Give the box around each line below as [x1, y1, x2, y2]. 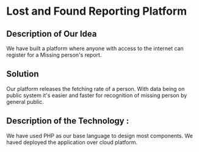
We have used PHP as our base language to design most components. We [6, 132, 194, 139]
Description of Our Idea [6, 29, 97, 39]
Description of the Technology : [6, 116, 129, 126]
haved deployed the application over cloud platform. [6, 139, 138, 146]
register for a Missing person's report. [6, 51, 102, 59]
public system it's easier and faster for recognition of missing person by [6, 92, 187, 99]
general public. [6, 98, 44, 105]
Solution [6, 69, 39, 79]
